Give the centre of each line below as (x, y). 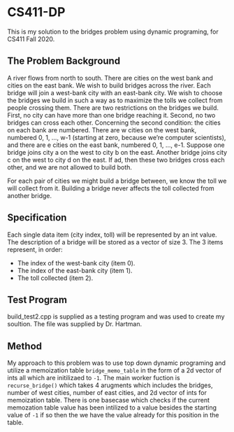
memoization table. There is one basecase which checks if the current (109, 400)
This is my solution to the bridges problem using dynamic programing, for (113, 32)
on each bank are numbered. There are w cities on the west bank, (102, 130)
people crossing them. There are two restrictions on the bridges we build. (113, 107)
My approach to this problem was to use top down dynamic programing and (116, 363)
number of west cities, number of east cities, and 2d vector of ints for (107, 393)
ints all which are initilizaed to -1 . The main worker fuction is (94, 378)
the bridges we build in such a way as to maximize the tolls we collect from (115, 100)
